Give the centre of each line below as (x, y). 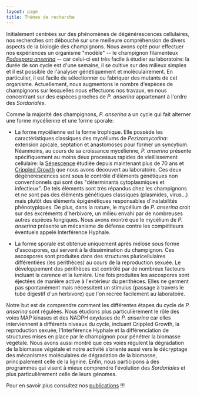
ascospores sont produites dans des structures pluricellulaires (90, 256)
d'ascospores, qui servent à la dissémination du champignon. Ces (94, 250)
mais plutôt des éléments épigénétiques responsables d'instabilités (96, 200)
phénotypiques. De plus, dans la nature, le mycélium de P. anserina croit (102, 207)
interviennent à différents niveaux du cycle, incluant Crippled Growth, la (93, 324)
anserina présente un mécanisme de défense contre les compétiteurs (99, 226)
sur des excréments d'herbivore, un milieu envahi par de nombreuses (99, 213)
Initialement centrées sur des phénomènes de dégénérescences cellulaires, (98, 34)
